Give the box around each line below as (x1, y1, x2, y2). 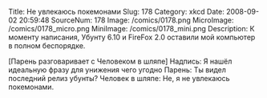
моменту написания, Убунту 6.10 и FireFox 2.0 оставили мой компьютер (8, 32, 256, 42)
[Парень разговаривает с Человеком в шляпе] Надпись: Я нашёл (8, 56, 233, 66)
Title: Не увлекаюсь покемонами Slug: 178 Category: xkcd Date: (8, 7, 225, 16)
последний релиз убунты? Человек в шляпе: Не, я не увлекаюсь (8, 74, 230, 83)
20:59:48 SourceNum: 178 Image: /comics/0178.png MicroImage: (18, 15, 234, 25)
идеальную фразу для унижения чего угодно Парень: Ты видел (8, 65, 226, 75)
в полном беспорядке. (8, 41, 86, 51)
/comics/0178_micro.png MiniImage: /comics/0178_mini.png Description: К (8, 24, 255, 33)
